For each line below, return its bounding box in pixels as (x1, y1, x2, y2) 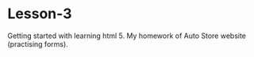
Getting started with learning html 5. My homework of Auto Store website (7, 31, 247, 40)
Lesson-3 (7, 5, 72, 23)
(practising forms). (7, 39, 68, 48)
